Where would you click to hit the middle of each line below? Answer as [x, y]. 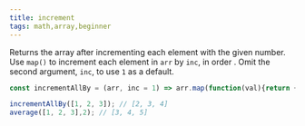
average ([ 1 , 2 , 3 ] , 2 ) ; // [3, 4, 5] [79, 113]
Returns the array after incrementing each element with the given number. [148, 52]
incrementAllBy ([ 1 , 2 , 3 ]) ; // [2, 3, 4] [89, 104]
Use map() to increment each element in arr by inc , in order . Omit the [140, 62]
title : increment [42, 18]
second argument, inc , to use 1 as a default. [92, 71]
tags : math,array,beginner [60, 26]
